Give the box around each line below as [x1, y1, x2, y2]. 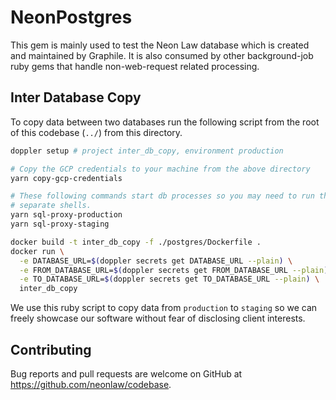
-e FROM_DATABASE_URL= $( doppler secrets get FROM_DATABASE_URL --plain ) [19, 265, 329, 275]
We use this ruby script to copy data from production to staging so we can [10, 302, 318, 314]
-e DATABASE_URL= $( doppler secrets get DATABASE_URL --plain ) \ [19, 256, 293, 266]
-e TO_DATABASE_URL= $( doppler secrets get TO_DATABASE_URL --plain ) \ [19, 274, 320, 285]
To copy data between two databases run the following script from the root [10, 116, 320, 128]
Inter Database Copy [10, 89, 142, 106]
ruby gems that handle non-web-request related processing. [10, 60, 260, 72]
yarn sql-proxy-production [10, 210, 123, 220]
